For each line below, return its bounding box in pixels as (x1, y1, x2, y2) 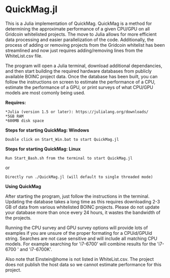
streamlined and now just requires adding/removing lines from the (5, 47, 143, 53)
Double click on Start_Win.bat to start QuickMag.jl (5, 137, 119, 142)
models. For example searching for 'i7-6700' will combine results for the (5, 240, 156, 247)
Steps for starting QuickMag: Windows (5, 127, 90, 133)
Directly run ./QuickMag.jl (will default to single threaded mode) (5, 174, 153, 179)
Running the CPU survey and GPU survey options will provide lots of (5, 225, 148, 231)
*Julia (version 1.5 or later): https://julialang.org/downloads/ (5, 109, 149, 114)
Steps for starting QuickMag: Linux (5, 146, 81, 152)
